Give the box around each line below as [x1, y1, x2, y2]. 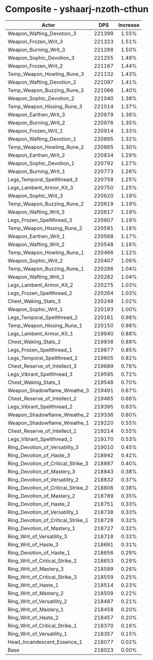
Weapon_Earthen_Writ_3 [7, 111, 65, 118]
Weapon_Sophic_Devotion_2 [7, 95, 75, 102]
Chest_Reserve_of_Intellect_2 [7, 395, 77, 402]
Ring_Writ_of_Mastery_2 [7, 590, 64, 597]
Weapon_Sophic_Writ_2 [7, 257, 63, 264]
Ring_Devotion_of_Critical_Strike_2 [7, 484, 89, 491]
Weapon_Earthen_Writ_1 [7, 233, 65, 240]
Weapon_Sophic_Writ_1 [7, 306, 63, 313]
